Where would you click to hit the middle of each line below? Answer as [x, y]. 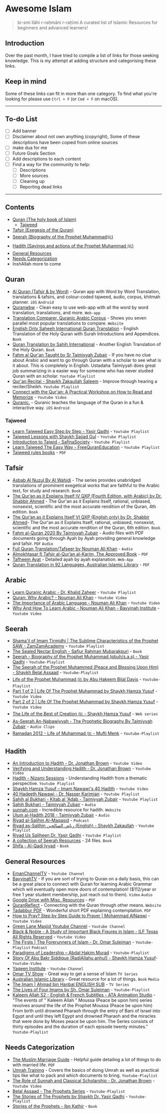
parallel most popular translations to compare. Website [68, 323]
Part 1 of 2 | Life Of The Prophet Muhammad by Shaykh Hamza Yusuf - [85, 691]
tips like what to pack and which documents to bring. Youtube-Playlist [85, 1075]
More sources [34, 175]
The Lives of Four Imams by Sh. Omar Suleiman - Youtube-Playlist [81, 989]
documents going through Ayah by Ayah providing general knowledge [84, 538]
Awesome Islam [39, 9]
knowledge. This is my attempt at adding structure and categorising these [81, 61]
